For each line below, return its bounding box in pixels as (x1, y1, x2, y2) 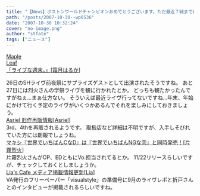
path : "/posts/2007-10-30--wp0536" (6, 14, 95, 20)
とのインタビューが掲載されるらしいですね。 (6, 183, 116, 191)
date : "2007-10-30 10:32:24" (6, 20, 79, 26)
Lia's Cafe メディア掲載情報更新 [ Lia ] (6, 169, 95, 176)
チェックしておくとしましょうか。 (16, 161, 100, 168)
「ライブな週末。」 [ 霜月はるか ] (6, 66, 81, 73)
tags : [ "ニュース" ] (6, 36, 51, 42)
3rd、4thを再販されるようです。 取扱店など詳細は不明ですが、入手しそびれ (6, 124, 190, 131)
